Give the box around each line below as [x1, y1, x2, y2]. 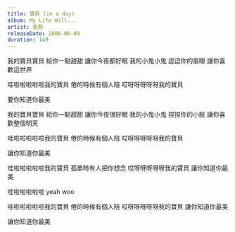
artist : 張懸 [7, 23, 44, 30]
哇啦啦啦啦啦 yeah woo [7, 188, 75, 196]
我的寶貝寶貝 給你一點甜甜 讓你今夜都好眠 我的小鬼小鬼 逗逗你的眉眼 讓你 [7, 57, 220, 65]
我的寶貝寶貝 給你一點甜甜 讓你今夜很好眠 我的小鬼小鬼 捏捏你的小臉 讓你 [7, 110, 220, 119]
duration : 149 [7, 37, 49, 44]
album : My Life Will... [7, 17, 77, 24]
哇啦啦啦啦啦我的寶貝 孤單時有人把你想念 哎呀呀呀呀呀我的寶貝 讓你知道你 [7, 164, 222, 172]
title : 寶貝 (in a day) [7, 10, 75, 18]
